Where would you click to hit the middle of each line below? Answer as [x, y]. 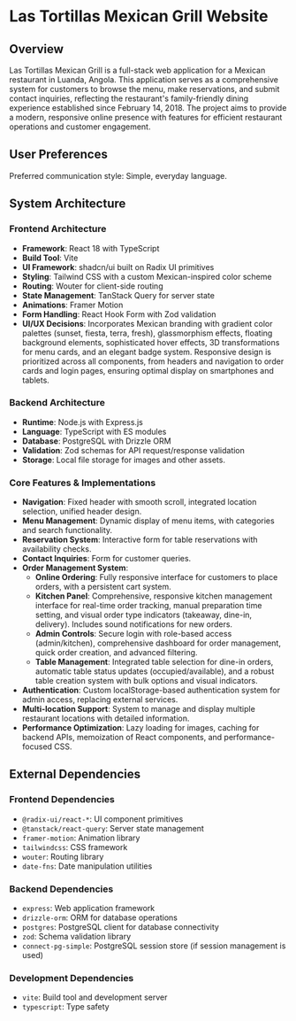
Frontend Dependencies [62, 800]
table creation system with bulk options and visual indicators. [146, 681]
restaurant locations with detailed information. [106, 718]
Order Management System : [75, 568]
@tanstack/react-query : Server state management [113, 828]
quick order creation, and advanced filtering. [116, 653]
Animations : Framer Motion [72, 305]
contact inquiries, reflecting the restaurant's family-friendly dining [129, 98]
